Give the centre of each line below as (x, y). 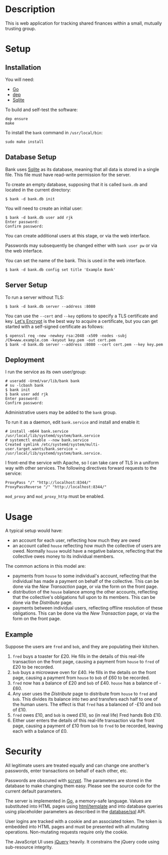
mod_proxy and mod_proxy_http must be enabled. (55, 496)
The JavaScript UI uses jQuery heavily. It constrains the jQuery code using (82, 842)
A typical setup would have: (34, 531)
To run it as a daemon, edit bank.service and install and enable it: (73, 422)
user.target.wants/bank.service (39, 449)
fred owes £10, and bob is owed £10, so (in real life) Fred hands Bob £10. (87, 715)
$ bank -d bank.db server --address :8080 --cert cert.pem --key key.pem (84, 345)
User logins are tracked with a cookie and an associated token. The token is (84, 821)
